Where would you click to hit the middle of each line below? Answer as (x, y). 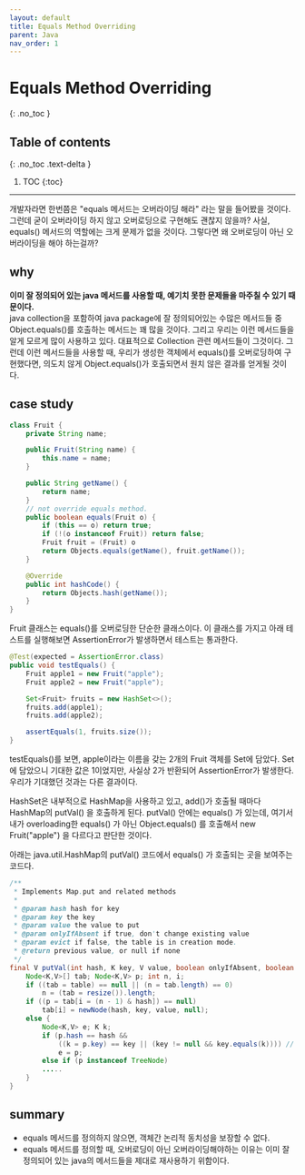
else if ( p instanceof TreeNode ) (105, 1061)
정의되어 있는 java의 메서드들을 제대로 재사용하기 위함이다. (126, 1160)
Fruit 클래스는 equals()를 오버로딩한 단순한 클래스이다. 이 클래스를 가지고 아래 (147, 628)
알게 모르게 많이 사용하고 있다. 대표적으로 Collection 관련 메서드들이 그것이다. (147, 340)
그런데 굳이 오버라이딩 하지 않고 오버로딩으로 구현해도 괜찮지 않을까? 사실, (140, 220)
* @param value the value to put (77, 926)
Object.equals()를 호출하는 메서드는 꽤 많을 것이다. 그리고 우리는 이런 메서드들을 (152, 329)
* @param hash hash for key (66, 908)
